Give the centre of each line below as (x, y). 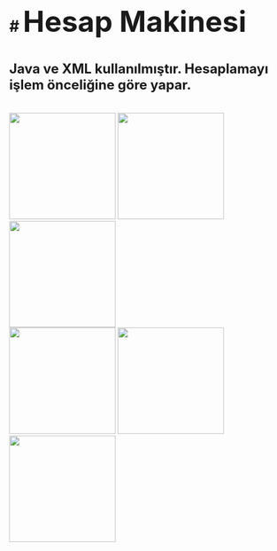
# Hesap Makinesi (128, 22)
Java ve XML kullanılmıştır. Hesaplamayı (139, 69)
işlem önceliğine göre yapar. (100, 85)
